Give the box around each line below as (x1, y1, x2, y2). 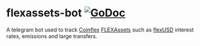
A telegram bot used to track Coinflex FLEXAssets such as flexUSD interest (6, 26, 194, 33)
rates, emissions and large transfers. (6, 32, 98, 39)
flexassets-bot (6, 6, 82, 20)
